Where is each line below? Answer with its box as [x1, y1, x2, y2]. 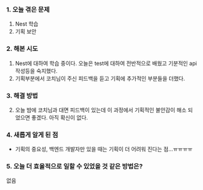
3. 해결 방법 [6, 91, 38, 100]
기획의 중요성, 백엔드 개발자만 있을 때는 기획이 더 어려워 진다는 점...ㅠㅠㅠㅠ [15, 146, 193, 153]
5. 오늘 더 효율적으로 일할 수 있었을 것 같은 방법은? [6, 162, 143, 171]
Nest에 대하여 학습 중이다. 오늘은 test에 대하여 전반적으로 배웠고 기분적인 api [15, 59, 197, 67]
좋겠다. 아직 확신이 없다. [31, 114, 88, 121]
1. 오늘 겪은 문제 [6, 5, 50, 13]
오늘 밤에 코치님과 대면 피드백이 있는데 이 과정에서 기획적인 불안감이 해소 [15, 106, 187, 114]
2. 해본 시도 [6, 44, 38, 53]
